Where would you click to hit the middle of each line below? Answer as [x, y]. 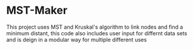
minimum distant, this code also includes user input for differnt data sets [97, 33]
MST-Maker [37, 10]
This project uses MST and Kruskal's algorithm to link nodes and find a [95, 27]
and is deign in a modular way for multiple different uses [76, 39]
